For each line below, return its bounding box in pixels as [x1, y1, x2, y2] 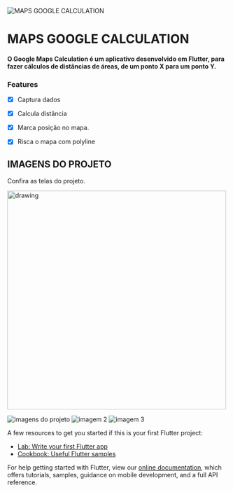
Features [7, 79, 38, 89]
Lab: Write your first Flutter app [17, 442, 108, 451]
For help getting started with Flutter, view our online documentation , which [7, 463, 223, 472]
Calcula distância [17, 109, 68, 118]
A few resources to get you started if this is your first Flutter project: [7, 429, 203, 437]
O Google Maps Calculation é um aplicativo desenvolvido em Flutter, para [7, 55, 225, 63]
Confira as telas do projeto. [7, 177, 86, 185]
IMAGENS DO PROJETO [7, 158, 112, 170]
